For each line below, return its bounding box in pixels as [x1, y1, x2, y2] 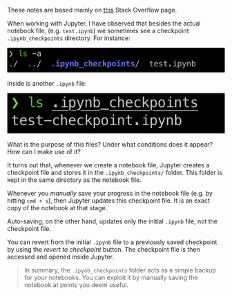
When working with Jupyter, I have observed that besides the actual [7, 19, 201, 27]
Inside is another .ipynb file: [7, 80, 88, 88]
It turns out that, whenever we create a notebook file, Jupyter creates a [7, 160, 210, 169]
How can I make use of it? [7, 147, 81, 156]
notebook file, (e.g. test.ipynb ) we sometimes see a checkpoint [7, 27, 189, 35]
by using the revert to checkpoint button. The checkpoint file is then [7, 245, 200, 253]
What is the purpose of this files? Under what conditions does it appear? [7, 140, 213, 148]
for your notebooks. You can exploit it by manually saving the [23, 273, 198, 281]
